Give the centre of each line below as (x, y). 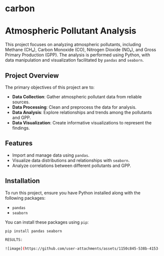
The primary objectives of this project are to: (50, 87)
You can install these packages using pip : (47, 222)
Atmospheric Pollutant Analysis (71, 31)
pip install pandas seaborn (34, 231)
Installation (22, 181)
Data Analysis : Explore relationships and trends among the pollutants (82, 112)
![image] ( (15, 249)
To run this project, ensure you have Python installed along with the (73, 193)
